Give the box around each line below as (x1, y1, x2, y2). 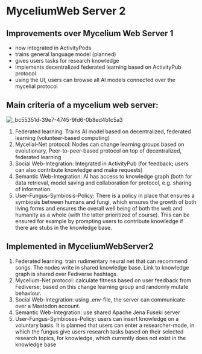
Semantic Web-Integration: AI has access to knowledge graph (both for (14, 172, 192, 180)
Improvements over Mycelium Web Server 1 (6, 28, 174, 39)
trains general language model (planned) (14, 51, 116, 58)
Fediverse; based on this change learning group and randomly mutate (14, 283, 189, 290)
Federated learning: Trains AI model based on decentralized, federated (14, 128, 191, 135)
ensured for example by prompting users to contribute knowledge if (14, 217, 183, 224)
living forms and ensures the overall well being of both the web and (14, 204, 183, 212)
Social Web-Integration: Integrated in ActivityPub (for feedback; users (14, 160, 189, 167)
